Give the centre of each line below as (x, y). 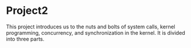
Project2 (27, 11)
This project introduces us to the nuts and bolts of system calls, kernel (91, 27)
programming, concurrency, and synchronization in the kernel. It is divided (96, 32)
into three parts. (25, 39)
